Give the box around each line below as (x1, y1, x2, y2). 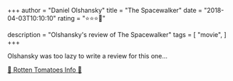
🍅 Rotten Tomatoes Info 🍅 (7, 65, 82, 74)
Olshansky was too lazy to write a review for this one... (7, 52, 168, 60)
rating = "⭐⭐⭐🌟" (57, 14, 105, 22)
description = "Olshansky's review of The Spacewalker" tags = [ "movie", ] (7, 31, 227, 38)
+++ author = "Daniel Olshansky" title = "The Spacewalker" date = (7, 6, 203, 14)
